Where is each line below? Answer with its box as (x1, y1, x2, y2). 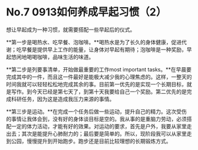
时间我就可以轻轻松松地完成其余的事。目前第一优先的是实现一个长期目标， (6, 80, 187, 87)
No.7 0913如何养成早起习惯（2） (6, 5, 167, 19)
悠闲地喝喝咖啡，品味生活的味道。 (11, 53, 94, 60)
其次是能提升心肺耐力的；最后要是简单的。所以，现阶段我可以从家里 (21, 130, 187, 137)
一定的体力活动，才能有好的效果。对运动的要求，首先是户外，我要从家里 (11, 122, 187, 130)
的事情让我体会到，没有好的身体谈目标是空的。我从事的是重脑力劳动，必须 (6, 115, 187, 122)
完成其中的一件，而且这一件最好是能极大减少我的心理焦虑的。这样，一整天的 (6, 73, 192, 80)
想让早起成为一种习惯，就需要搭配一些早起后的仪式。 (6, 26, 136, 33)
